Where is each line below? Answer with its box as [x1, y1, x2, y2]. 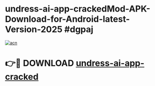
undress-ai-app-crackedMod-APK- [5, 3, 151, 14]
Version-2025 [5, 24, 63, 35]
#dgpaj [64, 24, 93, 35]
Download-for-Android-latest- [5, 14, 130, 25]
